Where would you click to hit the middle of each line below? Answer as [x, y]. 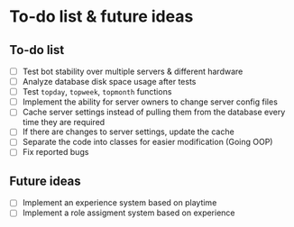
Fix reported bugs [55, 152]
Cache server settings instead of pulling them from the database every [154, 112]
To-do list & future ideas [101, 17]
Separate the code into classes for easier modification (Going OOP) [147, 142]
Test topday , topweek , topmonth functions [97, 92]
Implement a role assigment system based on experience [129, 213]
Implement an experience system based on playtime [119, 203]
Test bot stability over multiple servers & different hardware [133, 71]
